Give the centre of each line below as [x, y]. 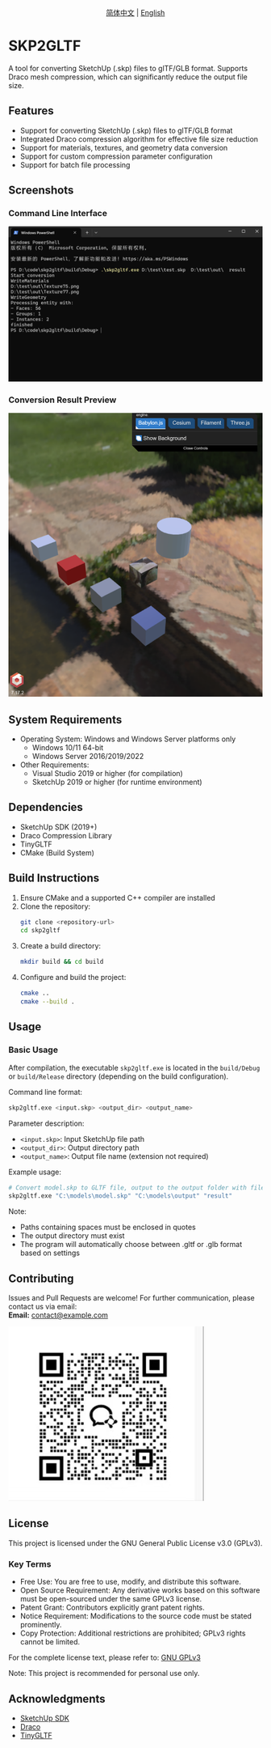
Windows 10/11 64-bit [68, 747]
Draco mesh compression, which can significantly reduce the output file [128, 77]
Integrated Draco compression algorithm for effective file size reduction [139, 139]
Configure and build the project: [73, 978]
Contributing [41, 1278]
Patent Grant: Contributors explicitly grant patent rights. [113, 1608]
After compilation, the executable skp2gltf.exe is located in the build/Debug [134, 1067]
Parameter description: [46, 1123]
